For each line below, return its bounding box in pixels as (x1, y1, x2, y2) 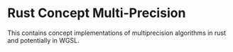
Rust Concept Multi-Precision (7, 5, 186, 21)
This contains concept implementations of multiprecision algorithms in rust (7, 28, 226, 37)
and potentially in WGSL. (7, 36, 80, 44)
